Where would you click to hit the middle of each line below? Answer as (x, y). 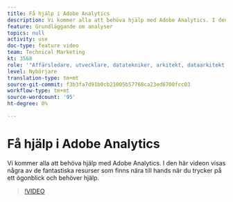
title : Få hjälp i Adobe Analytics (59, 13)
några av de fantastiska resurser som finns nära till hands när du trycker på (114, 170)
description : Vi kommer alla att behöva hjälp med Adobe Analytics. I (111, 20)
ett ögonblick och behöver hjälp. (53, 178)
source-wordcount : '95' (42, 98)
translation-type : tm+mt (43, 78)
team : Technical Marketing (46, 53)
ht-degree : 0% (28, 104)
